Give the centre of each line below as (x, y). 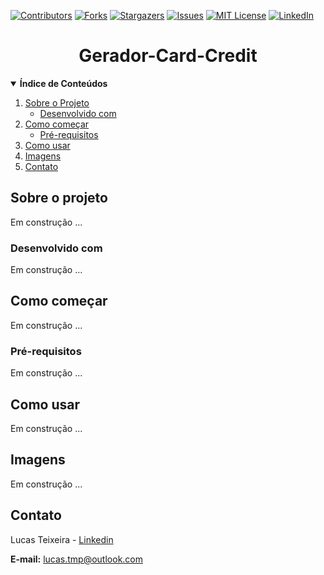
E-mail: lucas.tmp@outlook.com (77, 559)
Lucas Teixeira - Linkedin (62, 539)
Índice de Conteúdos (63, 83)
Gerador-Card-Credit (168, 56)
